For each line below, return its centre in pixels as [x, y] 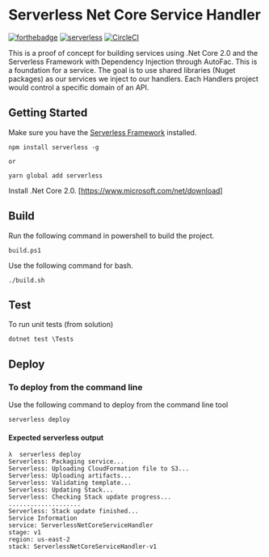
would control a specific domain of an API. [79, 87]
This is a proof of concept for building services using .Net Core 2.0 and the [133, 53]
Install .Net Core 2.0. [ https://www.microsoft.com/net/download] [116, 190]
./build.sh [27, 280]
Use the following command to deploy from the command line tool [118, 405]
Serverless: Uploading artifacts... [70, 476]
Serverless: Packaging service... [67, 462]
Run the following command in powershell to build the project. [111, 236]
